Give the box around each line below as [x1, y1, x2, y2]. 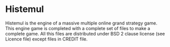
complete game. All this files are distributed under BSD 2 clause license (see [5, 30, 165, 36]
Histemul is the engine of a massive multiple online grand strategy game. [5, 20, 157, 26]
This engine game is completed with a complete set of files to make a [5, 25, 151, 31]
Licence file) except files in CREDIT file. [5, 36, 88, 42]
